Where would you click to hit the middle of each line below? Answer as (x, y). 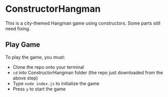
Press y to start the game (39, 89)
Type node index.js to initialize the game (56, 83)
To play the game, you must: (35, 57)
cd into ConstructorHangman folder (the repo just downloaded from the (88, 72)
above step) (25, 78)
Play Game (23, 45)
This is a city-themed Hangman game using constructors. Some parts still (83, 23)
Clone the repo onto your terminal (48, 67)
